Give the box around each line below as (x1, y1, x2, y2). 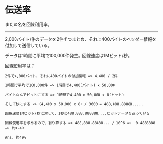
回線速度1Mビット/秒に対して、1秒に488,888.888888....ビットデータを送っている (5, 111, 150, 116)
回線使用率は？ (5, 63, 35, 68)
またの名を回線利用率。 (5, 21, 52, 27)
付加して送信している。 (5, 42, 52, 48)
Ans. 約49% (5, 135, 27, 140)
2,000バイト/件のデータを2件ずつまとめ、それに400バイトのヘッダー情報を (5, 36, 157, 42)
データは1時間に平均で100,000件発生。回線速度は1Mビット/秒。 (5, 52, 132, 58)
